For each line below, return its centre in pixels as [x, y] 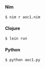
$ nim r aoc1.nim [23, 17]
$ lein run [16, 39]
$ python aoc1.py [23, 60]
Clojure [13, 28]
